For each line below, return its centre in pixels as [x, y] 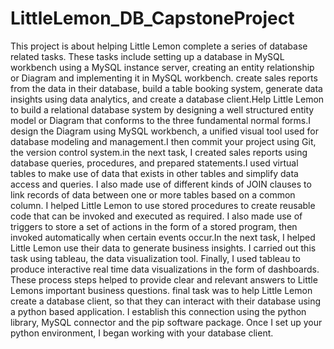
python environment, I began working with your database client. [142, 333]
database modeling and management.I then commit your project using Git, [163, 141]
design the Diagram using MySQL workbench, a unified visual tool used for [164, 131]
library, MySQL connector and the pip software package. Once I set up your [166, 322]
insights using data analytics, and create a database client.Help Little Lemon [167, 99]
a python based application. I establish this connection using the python [158, 311]
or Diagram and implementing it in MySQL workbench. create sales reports [164, 78]
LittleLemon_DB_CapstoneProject [152, 18]
